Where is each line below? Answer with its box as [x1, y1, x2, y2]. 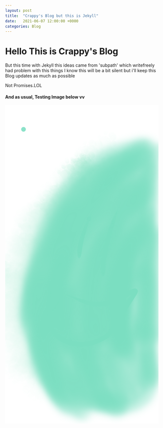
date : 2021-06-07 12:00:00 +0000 [5, 18, 79, 23]
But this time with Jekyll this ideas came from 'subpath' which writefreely [5, 62, 155, 68]
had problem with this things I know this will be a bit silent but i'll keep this [5, 68, 156, 74]
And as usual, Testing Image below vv [5, 94, 85, 100]
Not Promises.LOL [5, 83, 42, 89]
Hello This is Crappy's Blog [5, 46, 118, 57]
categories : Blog [5, 24, 41, 29]
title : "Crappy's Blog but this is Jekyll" [5, 13, 99, 18]
